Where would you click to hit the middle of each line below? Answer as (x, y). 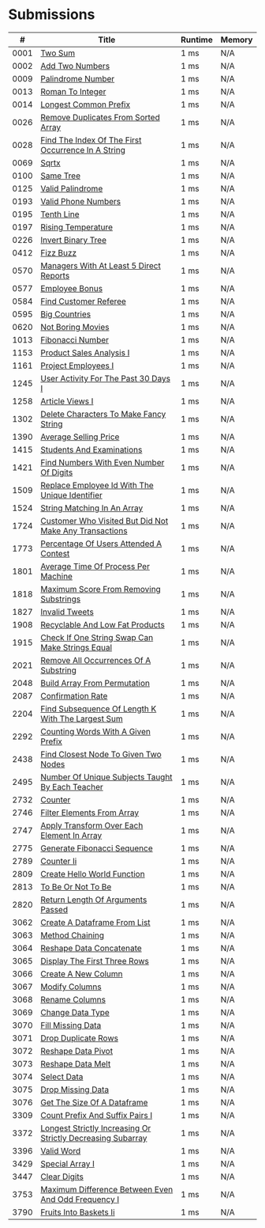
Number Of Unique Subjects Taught (106, 777)
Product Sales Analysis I (85, 352)
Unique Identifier (71, 495)
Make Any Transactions (84, 530)
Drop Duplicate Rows (79, 1038)
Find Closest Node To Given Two (101, 754)
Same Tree (61, 176)
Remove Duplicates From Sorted (100, 117)
